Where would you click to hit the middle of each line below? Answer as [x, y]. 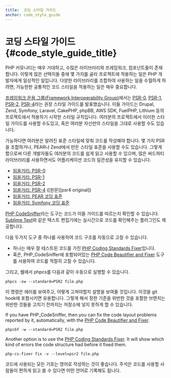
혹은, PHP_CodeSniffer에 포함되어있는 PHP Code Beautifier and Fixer [84, 255]
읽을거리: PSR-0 [29, 171]
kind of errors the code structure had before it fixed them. [66, 345]
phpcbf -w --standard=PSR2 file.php [44, 330]
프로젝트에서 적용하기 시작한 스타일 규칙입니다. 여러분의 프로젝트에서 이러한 [80, 117]
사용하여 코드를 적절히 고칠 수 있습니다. [57, 261]
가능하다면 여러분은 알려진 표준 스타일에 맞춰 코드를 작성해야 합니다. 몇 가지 [80, 141]
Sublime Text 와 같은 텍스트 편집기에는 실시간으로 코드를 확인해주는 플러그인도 [83, 220]
